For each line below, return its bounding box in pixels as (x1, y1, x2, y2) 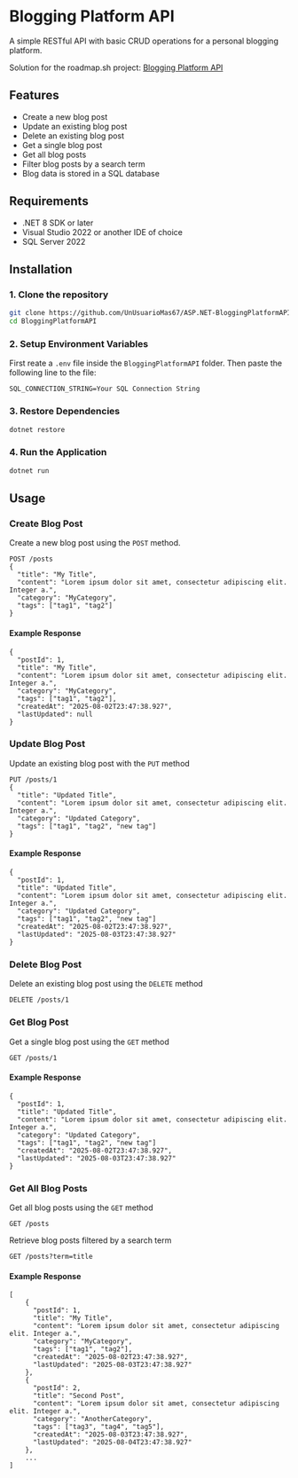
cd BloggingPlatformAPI (9, 317, 98, 326)
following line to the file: (9, 367, 97, 378)
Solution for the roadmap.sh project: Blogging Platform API (9, 62, 223, 73)
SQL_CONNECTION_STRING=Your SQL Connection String (9, 384, 200, 394)
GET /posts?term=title (9, 1253, 93, 1262)
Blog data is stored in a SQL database (21, 168, 160, 178)
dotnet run (9, 466, 50, 476)
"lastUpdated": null (17, 710, 93, 719)
